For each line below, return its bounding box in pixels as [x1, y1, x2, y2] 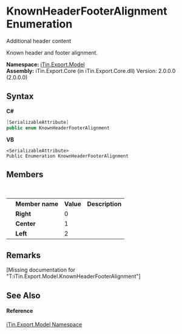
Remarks [6, 250, 41, 261]
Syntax [6, 91, 34, 101]
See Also [6, 290, 41, 301]
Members [6, 169, 44, 180]
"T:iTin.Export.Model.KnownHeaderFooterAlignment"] [6, 273, 141, 280]
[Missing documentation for [6, 266, 76, 274]
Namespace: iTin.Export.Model [6, 61, 85, 68]
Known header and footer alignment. [6, 49, 98, 56]
